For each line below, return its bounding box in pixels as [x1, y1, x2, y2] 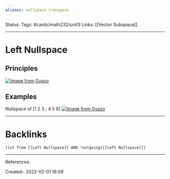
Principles [5, 64, 38, 73]
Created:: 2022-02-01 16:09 [5, 169, 64, 175]
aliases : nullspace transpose [5, 7, 69, 13]
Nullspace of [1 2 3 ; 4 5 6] [5, 106, 61, 112]
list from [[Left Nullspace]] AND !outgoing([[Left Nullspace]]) [5, 145, 146, 151]
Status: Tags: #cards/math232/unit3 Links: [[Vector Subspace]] [5, 21, 138, 27]
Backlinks [5, 128, 48, 140]
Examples [5, 93, 37, 101]
